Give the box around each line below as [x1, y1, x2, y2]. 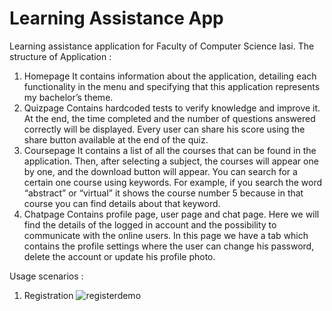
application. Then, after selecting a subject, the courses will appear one [23, 155, 319, 167]
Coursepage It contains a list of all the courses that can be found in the [23, 144, 317, 156]
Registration [23, 289, 74, 301]
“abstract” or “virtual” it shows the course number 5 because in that [23, 187, 304, 199]
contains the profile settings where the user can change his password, [23, 240, 315, 252]
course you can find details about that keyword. [23, 197, 221, 209]
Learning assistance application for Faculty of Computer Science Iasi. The [9, 40, 315, 52]
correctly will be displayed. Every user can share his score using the [23, 123, 306, 135]
